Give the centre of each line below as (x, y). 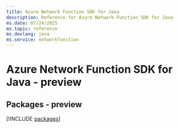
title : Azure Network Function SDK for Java (63, 12)
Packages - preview (44, 104)
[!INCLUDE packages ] (33, 119)
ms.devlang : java (28, 34)
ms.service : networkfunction (43, 40)
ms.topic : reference (32, 29)
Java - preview (44, 82)
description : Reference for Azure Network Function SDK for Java (89, 17)
